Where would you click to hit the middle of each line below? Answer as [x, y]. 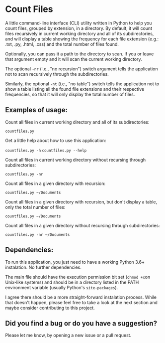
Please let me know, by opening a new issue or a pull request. [68, 336]
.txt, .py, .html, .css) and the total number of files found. [62, 44]
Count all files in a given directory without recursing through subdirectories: [82, 225]
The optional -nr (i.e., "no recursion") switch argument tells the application [82, 69]
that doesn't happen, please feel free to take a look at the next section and [82, 302]
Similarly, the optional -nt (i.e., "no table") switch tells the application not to [82, 84]
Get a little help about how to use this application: [56, 140]
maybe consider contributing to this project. [50, 308]
